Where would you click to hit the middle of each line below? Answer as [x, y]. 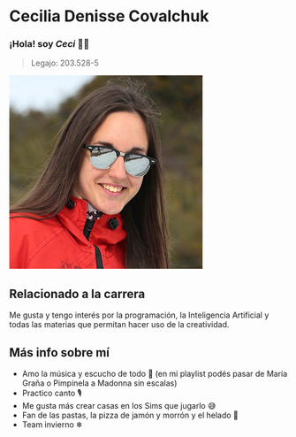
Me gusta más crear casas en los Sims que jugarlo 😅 [119, 406]
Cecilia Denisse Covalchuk [109, 16]
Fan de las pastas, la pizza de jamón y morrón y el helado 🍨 [130, 415]
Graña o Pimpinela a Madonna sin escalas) [99, 383]
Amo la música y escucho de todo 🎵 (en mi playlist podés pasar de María [155, 374]
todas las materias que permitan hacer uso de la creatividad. [119, 325]
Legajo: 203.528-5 [65, 63]
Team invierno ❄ [52, 425]
